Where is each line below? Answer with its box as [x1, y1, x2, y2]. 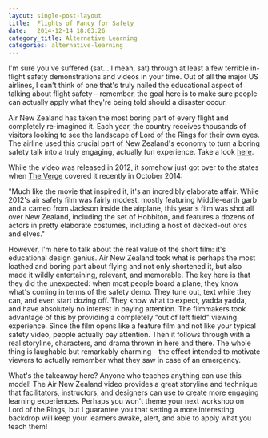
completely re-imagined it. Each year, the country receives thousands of [8, 122, 246, 131]
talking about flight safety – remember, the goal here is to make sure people [8, 89, 258, 98]
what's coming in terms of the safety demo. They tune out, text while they [8, 287, 252, 297]
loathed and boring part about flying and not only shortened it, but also [8, 262, 242, 271]
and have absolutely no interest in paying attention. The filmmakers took [8, 304, 246, 314]
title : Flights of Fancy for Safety [8, 19, 134, 27]
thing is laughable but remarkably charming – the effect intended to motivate [8, 347, 261, 356]
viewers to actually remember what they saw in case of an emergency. [8, 356, 242, 365]
